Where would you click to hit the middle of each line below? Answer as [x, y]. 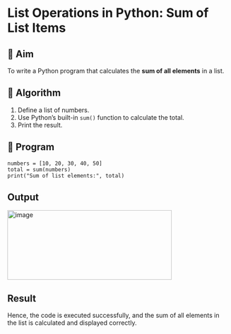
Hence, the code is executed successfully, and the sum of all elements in [113, 316]
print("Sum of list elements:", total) [66, 175]
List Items [37, 28]
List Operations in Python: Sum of [108, 13]
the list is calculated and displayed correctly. [72, 323]
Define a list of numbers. [53, 110]
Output [23, 198]
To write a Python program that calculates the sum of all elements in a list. [116, 71]
